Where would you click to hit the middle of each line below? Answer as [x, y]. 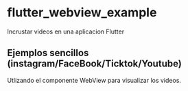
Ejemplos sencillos [48, 53]
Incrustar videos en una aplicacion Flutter [66, 31]
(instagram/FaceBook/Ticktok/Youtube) [94, 64]
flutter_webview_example [82, 13]
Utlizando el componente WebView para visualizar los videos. [94, 80]
